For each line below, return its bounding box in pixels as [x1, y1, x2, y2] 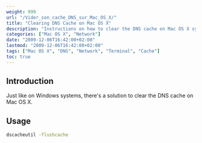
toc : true [6, 54, 31, 60]
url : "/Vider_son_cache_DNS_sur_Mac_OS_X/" [6, 14, 117, 21]
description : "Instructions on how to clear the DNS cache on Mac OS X [6, 25, 189, 32]
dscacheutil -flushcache [6, 132, 69, 138]
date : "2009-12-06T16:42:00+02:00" [6, 37, 96, 43]
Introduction [6, 76, 54, 86]
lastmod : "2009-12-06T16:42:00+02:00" [6, 43, 103, 49]
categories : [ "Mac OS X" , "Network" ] [6, 31, 101, 37]
